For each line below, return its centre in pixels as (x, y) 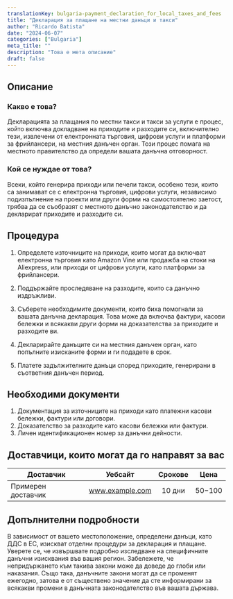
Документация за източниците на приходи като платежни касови (114, 411)
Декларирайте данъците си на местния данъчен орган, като (107, 344)
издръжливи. (37, 295)
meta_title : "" (29, 46)
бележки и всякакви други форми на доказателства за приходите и (118, 323)
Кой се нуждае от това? (50, 169)
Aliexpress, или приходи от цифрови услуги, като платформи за (111, 267)
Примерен (28, 487)
